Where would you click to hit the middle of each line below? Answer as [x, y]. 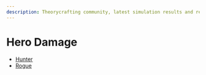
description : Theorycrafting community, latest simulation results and [100, 12]
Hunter [24, 59]
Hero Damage [42, 42]
